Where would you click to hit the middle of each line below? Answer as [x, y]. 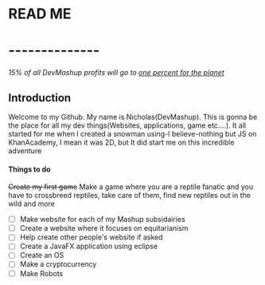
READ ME [40, 14]
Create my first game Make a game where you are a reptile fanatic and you [131, 187]
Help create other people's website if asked [91, 237]
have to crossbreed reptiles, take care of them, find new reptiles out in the [129, 196]
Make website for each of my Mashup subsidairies [102, 220]
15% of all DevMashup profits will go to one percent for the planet [116, 73]
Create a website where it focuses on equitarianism [104, 228]
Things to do [29, 169]
